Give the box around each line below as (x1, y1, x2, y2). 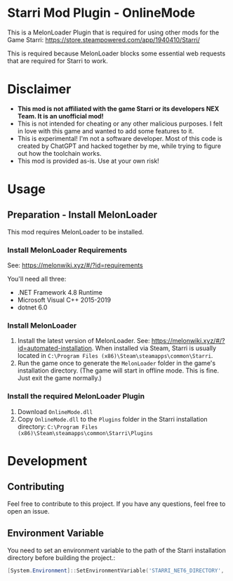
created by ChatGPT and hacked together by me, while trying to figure (17, 142, 221, 150)
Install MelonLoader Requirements (7, 245, 128, 255)
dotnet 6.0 (17, 303, 48, 312)
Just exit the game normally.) (17, 374, 102, 382)
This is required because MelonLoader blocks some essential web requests (7, 49, 226, 58)
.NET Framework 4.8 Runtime (17, 288, 103, 297)
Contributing (7, 481, 65, 493)
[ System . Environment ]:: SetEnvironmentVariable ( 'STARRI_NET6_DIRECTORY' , (7, 567, 225, 574)
